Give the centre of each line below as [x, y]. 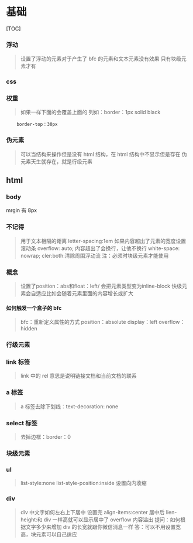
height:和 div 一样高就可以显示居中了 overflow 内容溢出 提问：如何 [100, 520]
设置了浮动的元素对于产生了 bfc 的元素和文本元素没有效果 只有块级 [101, 59]
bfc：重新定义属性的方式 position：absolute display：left [89, 322]
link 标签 [18, 362]
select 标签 [22, 423]
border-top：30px [37, 124]
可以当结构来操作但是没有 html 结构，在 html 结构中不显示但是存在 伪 [104, 154]
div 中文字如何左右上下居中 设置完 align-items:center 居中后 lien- [99, 512]
